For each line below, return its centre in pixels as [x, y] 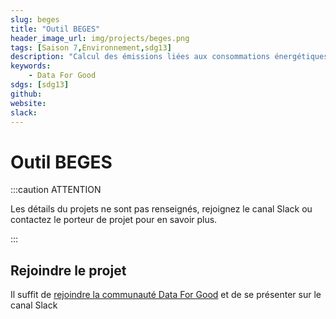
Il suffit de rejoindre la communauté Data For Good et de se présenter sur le [166, 295]
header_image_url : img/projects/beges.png [100, 38]
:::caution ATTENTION [56, 190]
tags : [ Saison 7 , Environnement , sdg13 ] [91, 47]
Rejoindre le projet [68, 270]
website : [28, 103]
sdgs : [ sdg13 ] [40, 85]
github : [26, 94]
